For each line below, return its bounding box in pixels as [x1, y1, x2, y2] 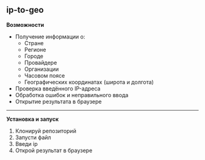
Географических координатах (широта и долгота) [24, 78, 154, 85]
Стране [24, 39, 44, 46]
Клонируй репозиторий [15, 127, 76, 134]
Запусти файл [15, 134, 51, 141]
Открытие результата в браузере [15, 98, 102, 105]
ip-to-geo [6, 5, 44, 15]
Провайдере [24, 59, 57, 66]
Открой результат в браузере [15, 147, 93, 154]
